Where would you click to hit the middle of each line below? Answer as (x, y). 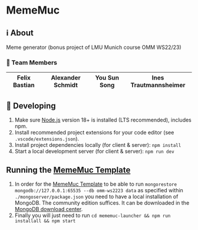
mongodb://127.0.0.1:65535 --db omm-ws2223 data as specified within (99, 190)
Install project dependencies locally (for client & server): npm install (98, 145)
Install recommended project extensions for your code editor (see (94, 133)
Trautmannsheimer (158, 85)
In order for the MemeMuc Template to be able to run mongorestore (96, 184)
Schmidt (66, 85)
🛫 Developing (31, 106)
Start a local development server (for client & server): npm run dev (95, 152)
